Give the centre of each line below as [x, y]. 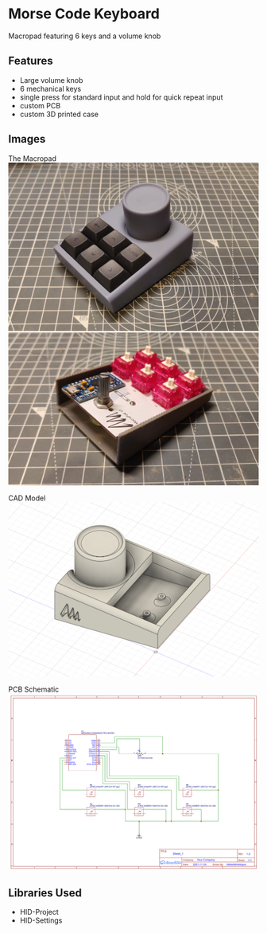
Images [27, 139]
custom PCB [40, 105]
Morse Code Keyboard [84, 14]
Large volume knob [51, 80]
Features [31, 61]
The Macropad [33, 158]
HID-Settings [41, 920]
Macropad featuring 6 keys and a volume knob [85, 36]
